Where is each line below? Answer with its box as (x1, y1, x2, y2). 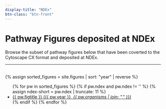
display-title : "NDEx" (5, 7, 52, 12)
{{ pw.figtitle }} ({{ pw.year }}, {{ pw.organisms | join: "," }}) (12, 94, 131, 100)
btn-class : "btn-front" (5, 12, 54, 17)
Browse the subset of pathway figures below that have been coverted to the (5, 49, 160, 55)
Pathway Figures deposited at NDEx (5, 33, 155, 44)
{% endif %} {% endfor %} (12, 99, 67, 105)
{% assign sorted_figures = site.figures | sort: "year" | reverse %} (5, 74, 138, 80)
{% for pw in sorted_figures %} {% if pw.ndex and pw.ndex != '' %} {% (12, 83, 156, 89)
